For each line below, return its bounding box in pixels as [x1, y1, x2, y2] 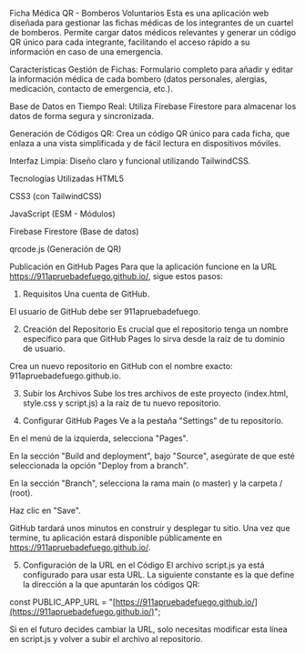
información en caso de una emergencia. [9, 46, 164, 57]
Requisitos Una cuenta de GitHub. [22, 288, 150, 299]
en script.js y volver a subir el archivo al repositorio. [9, 634, 203, 644]
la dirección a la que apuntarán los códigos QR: [22, 579, 200, 589]
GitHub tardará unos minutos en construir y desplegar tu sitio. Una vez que [9, 523, 290, 533]
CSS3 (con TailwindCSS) [9, 191, 102, 201]
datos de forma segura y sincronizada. [9, 111, 155, 121]
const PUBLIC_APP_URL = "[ [9, 597, 117, 608]
